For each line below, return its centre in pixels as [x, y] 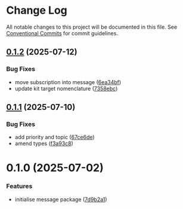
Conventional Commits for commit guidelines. [62, 33]
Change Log [37, 10]
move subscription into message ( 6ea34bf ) [68, 82]
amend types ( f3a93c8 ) [44, 143]
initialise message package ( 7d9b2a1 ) [61, 199]
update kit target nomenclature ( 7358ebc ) [66, 88]
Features [19, 186]
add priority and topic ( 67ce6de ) [55, 137]
